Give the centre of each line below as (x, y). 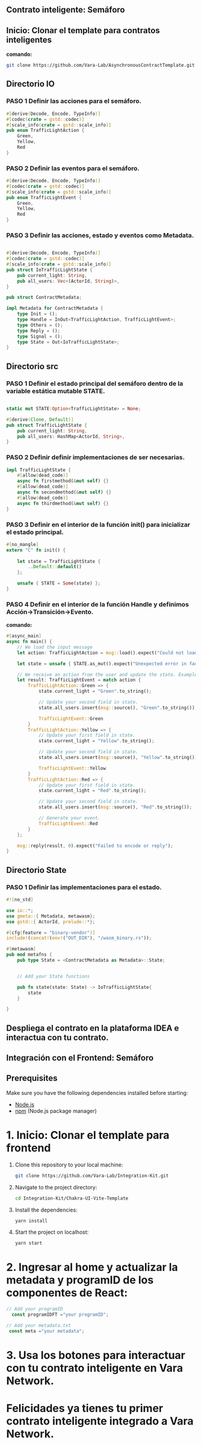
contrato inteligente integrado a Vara (100, 1421)
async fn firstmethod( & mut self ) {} (63, 481)
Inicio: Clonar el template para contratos (83, 30)
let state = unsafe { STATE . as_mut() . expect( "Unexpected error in (102, 664)
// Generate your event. (69, 818)
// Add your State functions (54, 976)
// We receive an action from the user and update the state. (96, 674)
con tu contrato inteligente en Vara (95, 1368)
